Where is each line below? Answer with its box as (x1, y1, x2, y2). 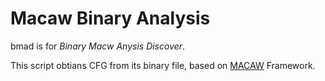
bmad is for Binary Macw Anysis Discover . (10, 40, 186, 52)
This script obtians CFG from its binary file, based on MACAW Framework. (10, 59, 316, 71)
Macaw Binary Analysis (10, 7, 211, 30)
